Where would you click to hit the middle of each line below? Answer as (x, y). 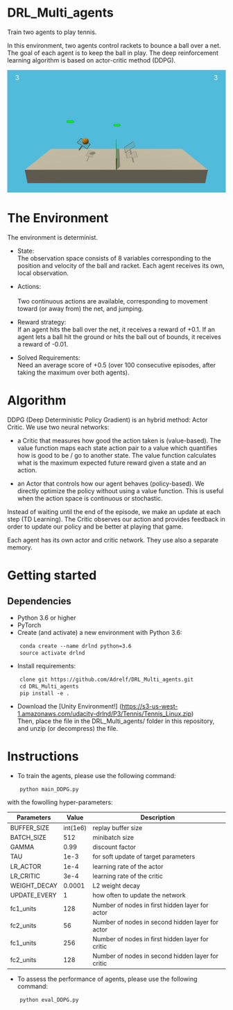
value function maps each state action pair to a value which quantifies (117, 448)
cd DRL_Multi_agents (49, 687)
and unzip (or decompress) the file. (68, 729)
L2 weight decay (116, 886)
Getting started (52, 576)
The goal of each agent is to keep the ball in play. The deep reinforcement (113, 53)
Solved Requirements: (49, 358)
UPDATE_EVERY (33, 895)
